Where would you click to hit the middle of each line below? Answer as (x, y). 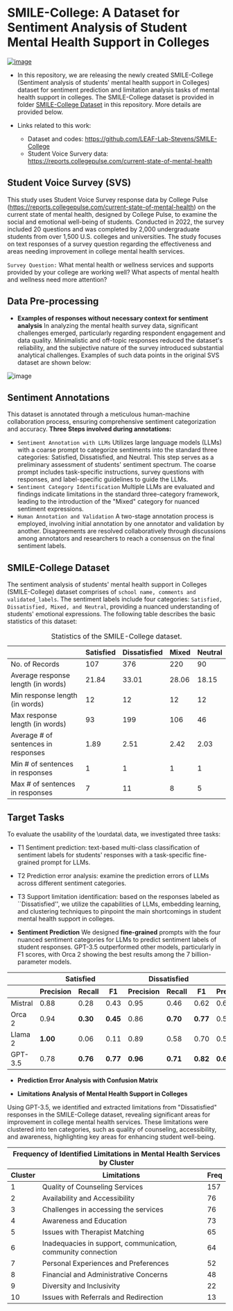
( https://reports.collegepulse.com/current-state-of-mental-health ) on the (112, 207)
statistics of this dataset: (42, 621)
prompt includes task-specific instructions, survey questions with (111, 472)
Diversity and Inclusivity (81, 1286)
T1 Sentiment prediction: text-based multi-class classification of (108, 848)
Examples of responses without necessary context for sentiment (113, 318)
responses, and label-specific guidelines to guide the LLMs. (103, 479)
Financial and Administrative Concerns (105, 1275)
